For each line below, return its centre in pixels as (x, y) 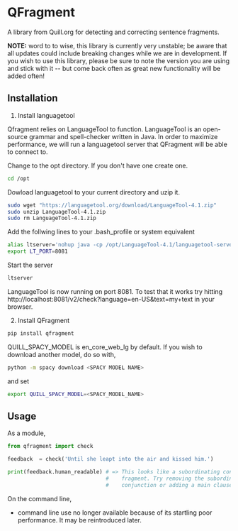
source (18, 136)
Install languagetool (46, 115)
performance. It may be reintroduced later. (79, 520)
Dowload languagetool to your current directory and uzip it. (94, 192)
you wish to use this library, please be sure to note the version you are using (119, 60)
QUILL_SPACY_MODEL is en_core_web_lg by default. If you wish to (105, 347)
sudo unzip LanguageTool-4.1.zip (57, 212)
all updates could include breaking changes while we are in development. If (117, 53)
